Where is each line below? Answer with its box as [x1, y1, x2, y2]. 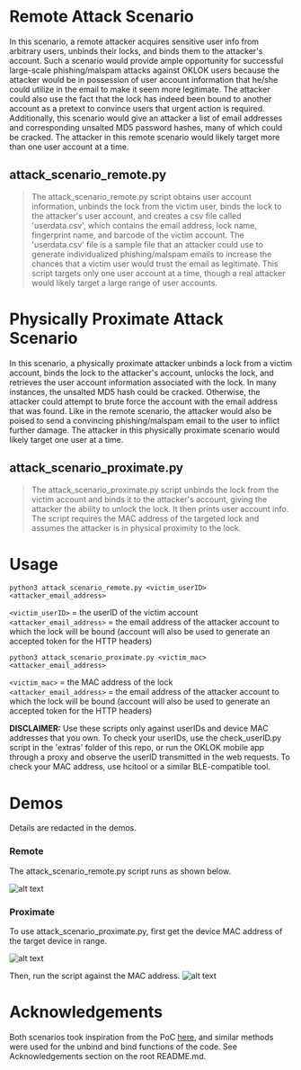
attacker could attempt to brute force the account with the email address [9, 396, 279, 407]
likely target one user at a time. [9, 434, 124, 445]
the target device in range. [9, 935, 108, 946]
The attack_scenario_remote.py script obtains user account [31, 191, 252, 202]
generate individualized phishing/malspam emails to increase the [31, 248, 272, 259]
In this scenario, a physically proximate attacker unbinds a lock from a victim [9, 357, 293, 368]
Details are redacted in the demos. [9, 823, 137, 833]
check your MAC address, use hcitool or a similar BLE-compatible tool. [9, 761, 271, 772]
